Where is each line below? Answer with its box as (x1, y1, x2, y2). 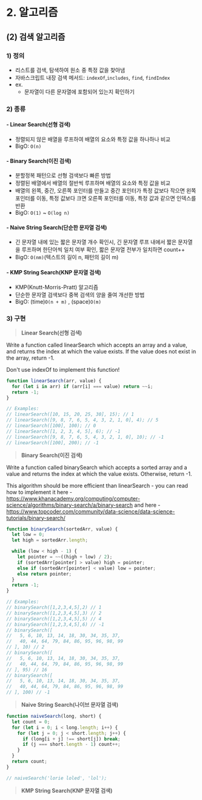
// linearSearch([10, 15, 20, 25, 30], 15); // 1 (6, 411, 135, 417)
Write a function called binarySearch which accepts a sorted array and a (6, 464, 187, 471)
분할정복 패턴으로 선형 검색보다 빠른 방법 (15, 172, 111, 179)
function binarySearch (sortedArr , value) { (6, 526, 118, 532)
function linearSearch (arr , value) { (6, 378, 102, 384)
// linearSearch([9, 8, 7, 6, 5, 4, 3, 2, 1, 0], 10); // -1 (6, 434, 164, 440)
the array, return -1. (6, 354, 55, 361)
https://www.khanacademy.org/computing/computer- (6, 495, 141, 502)
